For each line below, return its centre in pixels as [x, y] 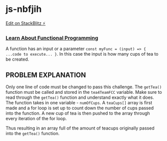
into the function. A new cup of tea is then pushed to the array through [78, 113]
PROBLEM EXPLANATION [46, 75]
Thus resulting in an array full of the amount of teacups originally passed [80, 128]
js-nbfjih [24, 9]
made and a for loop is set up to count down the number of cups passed [80, 108]
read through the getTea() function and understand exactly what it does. [80, 97]
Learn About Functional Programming [52, 38]
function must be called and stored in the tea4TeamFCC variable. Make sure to [84, 92]
